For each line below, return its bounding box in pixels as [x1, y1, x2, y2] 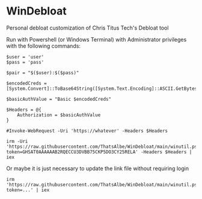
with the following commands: [6, 42, 81, 49]
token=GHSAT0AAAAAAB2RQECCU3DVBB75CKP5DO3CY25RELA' [6, 149, 138, 155]
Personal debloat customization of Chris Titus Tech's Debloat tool [6, 24, 169, 31]
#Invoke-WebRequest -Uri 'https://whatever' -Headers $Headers [6, 128, 168, 134]
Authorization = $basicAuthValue [17, 112, 101, 118]
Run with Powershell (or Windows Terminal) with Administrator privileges [6, 36, 187, 43]
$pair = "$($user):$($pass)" [6, 69, 79, 76]
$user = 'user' [6, 54, 44, 60]
